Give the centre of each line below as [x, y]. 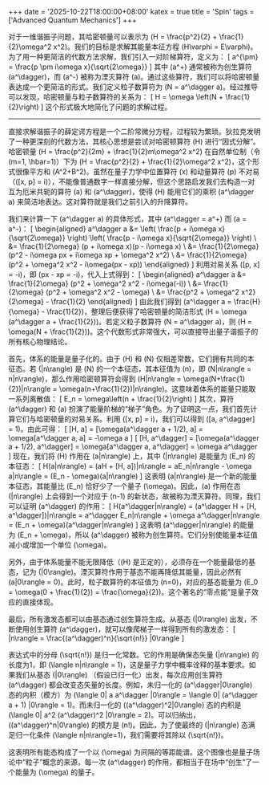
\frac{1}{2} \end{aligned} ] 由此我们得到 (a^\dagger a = [141, 301]
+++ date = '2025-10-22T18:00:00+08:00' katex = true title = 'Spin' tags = [131, 12]
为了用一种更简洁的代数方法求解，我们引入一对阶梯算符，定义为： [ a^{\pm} [133, 57]
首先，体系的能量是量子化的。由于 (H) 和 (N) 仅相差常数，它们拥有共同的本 [131, 359]
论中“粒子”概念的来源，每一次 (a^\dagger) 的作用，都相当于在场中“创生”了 [130, 762]
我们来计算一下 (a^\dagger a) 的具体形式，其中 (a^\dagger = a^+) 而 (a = [128, 219]
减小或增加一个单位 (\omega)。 [60, 545]
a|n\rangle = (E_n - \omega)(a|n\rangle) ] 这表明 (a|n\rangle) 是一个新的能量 [133, 476]
